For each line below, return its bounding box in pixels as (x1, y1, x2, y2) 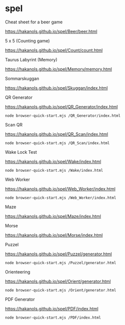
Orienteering (5, 269, 31, 275)
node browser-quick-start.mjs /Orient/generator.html (5, 288, 117, 292)
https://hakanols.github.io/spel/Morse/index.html (5, 232, 103, 238)
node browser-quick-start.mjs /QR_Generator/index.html (5, 113, 121, 118)
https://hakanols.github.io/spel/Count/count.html (5, 47, 103, 53)
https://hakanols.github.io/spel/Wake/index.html (5, 159, 101, 164)
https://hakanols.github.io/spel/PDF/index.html (5, 306, 99, 311)
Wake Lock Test (5, 149, 37, 155)
